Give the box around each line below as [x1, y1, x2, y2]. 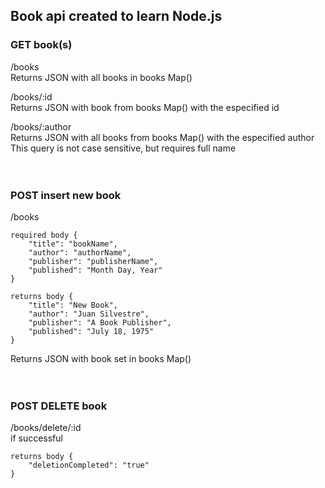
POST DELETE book [10, 399, 108, 413]
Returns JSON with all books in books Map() [10, 71, 193, 83]
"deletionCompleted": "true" [28, 460, 150, 471]
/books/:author [10, 120, 72, 133]
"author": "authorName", [28, 247, 132, 258]
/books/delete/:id [10, 422, 82, 434]
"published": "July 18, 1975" [28, 326, 155, 336]
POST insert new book [10, 188, 122, 202]
